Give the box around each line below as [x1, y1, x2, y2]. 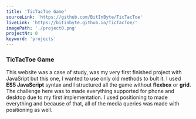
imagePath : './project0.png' [6, 25, 77, 31]
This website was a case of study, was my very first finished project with [6, 69, 182, 76]
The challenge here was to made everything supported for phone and [6, 88, 175, 95]
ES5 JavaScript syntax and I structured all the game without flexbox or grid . [6, 81, 191, 88]
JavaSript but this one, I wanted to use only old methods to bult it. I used [6, 75, 181, 82]
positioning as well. [6, 107, 53, 114]
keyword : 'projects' [6, 36, 57, 42]
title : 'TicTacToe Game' [6, 8, 67, 15]
